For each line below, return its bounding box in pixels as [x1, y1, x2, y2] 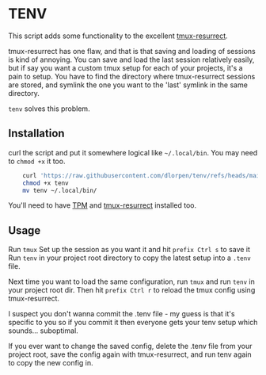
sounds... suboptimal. [8, 326, 79, 335]
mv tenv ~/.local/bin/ [22, 186, 97, 194]
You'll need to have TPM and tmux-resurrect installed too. [8, 201, 196, 210]
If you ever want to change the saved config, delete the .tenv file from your [8, 342, 253, 351]
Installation [8, 127, 65, 140]
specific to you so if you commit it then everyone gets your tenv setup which [8, 318, 258, 327]
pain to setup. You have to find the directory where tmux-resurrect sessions [8, 71, 256, 81]
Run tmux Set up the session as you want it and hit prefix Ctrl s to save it [8, 245, 251, 254]
